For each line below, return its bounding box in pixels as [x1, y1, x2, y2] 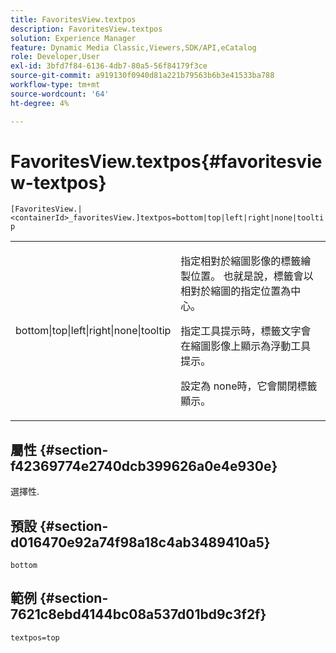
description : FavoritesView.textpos [10, 24, 163, 34]
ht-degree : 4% [10, 98, 70, 108]
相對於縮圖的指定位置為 [180, 284, 292, 298]
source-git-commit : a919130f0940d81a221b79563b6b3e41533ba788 [10, 71, 275, 81]
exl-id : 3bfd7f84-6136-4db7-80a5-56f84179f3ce [10, 61, 208, 71]
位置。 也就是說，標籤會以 [190, 269, 314, 283]
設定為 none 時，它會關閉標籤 [180, 379, 318, 393]
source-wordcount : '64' [10, 89, 110, 99]
